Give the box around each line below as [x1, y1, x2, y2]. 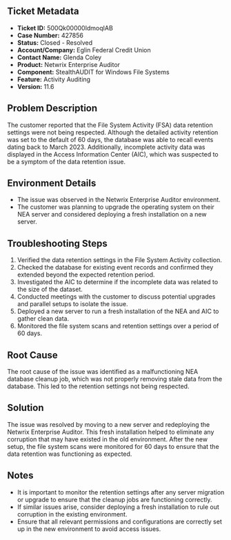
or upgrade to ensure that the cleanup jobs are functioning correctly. [17, 495, 212, 503]
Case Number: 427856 [17, 31, 84, 39]
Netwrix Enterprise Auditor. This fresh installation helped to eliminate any [7, 428, 214, 436]
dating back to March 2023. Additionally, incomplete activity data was [7, 143, 205, 151]
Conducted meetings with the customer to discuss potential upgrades [17, 292, 216, 301]
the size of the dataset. [17, 286, 83, 294]
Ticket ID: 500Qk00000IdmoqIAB [17, 23, 114, 32]
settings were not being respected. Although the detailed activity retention [7, 128, 219, 137]
